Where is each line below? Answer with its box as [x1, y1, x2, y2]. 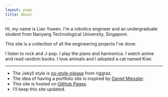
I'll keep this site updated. [12, 86, 66, 92]
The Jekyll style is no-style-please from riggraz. [12, 70, 112, 76]
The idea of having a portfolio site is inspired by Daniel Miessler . [12, 75, 144, 81]
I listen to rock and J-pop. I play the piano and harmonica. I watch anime [5, 50, 154, 56]
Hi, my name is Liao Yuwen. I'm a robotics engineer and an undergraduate [5, 25, 158, 31]
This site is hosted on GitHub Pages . [12, 80, 87, 86]
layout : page [5, 7, 32, 12]
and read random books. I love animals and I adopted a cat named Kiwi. [5, 55, 152, 61]
